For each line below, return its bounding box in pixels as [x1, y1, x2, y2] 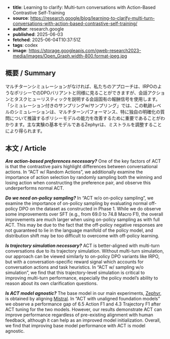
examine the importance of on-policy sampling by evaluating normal [5, 200, 148, 206]
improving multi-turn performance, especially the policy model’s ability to [5, 274, 158, 281]
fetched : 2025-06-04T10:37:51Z [12, 37, 81, 43]
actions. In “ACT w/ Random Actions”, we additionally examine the [5, 169, 143, 175]
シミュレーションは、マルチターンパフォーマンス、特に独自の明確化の [14, 109, 161, 115]
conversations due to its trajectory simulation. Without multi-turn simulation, [5, 248, 164, 254]
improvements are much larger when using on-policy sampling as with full [5, 216, 160, 223]
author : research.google [12, 26, 64, 32]
